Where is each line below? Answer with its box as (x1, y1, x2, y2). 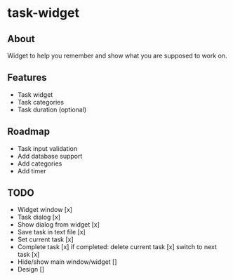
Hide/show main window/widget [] (17, 258, 117, 266)
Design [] (17, 265, 44, 274)
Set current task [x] (17, 235, 74, 244)
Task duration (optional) (17, 105, 87, 114)
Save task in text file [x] (17, 228, 86, 236)
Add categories (17, 159, 62, 168)
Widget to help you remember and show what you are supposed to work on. (7, 51, 227, 60)
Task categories (17, 98, 65, 106)
